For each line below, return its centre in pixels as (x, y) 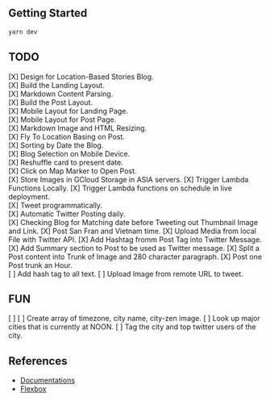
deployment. (29, 196)
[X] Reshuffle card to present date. (66, 162)
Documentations (47, 380)
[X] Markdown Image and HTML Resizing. (78, 127)
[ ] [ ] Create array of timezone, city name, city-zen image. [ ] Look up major (134, 319)
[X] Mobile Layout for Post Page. (62, 119)
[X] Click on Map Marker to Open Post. (73, 171)
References (38, 361)
